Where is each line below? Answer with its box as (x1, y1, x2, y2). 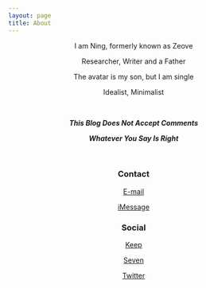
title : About (8, 19, 52, 27)
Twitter (122, 271, 146, 281)
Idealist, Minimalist (103, 87, 165, 96)
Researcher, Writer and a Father (81, 56, 186, 66)
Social (121, 222, 146, 233)
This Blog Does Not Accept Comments (68, 118, 199, 127)
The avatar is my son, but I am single (73, 72, 194, 81)
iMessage (118, 202, 150, 212)
